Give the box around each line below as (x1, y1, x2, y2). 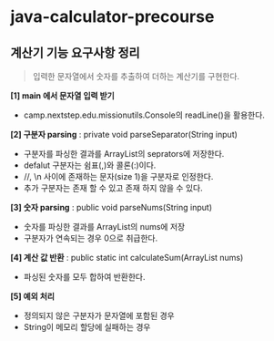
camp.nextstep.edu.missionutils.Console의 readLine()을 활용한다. (23, 109, 265, 120)
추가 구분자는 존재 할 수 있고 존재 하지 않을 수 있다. (23, 182, 203, 193)
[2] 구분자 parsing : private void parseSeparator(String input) (10, 129, 238, 139)
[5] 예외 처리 (10, 291, 56, 302)
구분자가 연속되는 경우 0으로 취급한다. (23, 232, 158, 243)
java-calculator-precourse (10, 6, 215, 27)
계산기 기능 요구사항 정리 (10, 45, 140, 60)
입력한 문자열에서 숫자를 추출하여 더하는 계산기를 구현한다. (32, 71, 240, 81)
